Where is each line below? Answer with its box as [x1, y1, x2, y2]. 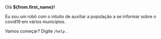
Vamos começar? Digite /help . [5, 28, 67, 34]
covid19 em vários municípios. [5, 19, 66, 24]
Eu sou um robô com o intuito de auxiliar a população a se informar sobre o [5, 14, 156, 19]
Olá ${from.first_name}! [5, 4, 55, 10]
